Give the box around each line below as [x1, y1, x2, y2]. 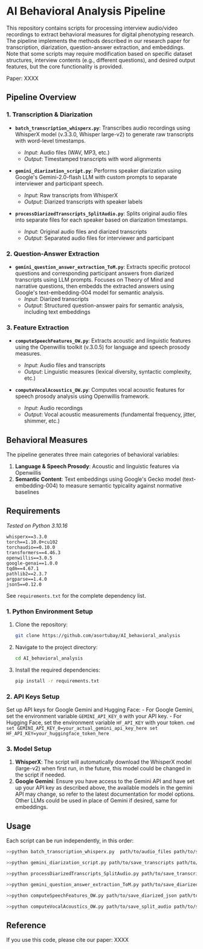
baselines [14, 489, 39, 496]
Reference [6, 920, 47, 930]
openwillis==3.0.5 [6, 555, 53, 561]
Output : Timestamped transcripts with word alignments [24, 155, 162, 162]
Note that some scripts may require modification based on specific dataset [6, 50, 192, 57]
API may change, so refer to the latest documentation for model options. [14, 790, 195, 798]
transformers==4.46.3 [6, 549, 61, 555]
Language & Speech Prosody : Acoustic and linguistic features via [14, 463, 179, 470]
